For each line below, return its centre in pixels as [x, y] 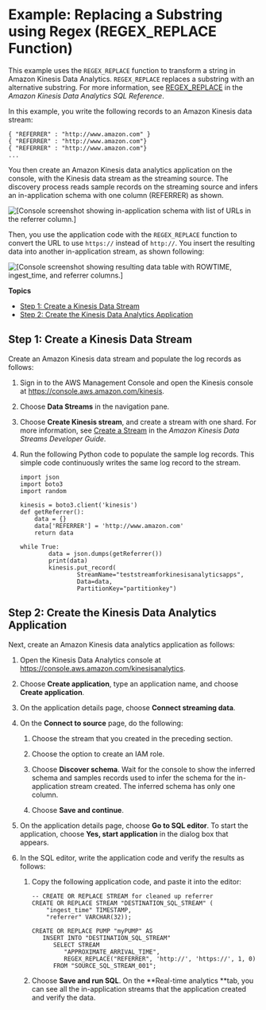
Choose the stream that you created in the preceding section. [132, 738]
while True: [39, 546]
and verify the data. [64, 997]
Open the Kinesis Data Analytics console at [90, 660]
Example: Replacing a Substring [116, 15]
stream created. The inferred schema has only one [152, 786]
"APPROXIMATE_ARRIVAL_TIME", [112, 952]
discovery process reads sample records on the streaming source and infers [133, 186]
